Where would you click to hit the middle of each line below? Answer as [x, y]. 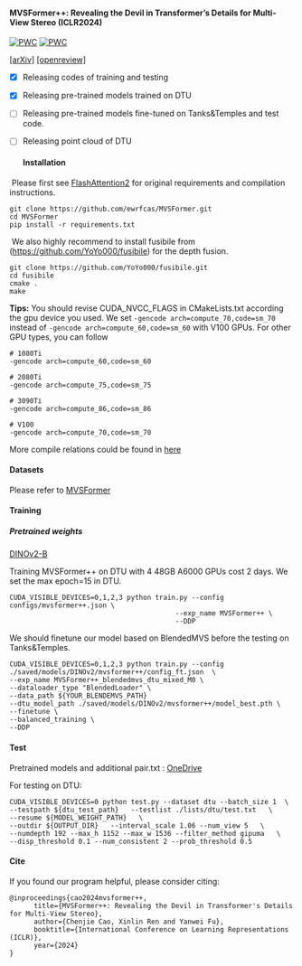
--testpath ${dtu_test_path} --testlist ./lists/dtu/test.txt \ [141, 810]
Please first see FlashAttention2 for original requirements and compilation [148, 183]
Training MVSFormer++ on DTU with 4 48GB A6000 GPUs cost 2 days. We [149, 572]
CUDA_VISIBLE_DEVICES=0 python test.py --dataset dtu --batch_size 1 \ [149, 802]
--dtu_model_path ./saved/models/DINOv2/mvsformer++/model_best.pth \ [145, 704]
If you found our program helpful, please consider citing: [114, 881]
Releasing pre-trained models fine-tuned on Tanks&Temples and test [151, 114]
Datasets [27, 470]
